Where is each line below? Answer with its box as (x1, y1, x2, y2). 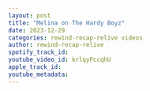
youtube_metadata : (8, 70, 69, 78)
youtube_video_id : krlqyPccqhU (8, 56, 111, 64)
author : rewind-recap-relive (8, 41, 104, 49)
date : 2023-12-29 (8, 26, 66, 34)
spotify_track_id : (8, 48, 69, 56)
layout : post (8, 11, 51, 20)
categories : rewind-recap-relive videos (8, 33, 144, 42)
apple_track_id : (8, 63, 62, 71)
